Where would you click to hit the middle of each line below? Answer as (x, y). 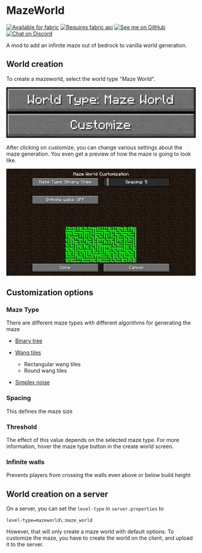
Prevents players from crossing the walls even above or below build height (99, 475)
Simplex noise (32, 382)
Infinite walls (26, 462)
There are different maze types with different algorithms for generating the (99, 323)
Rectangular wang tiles (52, 364)
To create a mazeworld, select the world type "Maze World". (81, 78)
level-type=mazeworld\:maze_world (50, 520)
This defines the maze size (40, 411)
